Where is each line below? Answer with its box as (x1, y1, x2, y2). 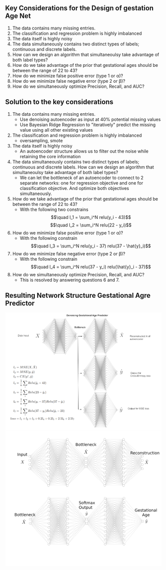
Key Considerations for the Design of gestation (5, 4, 154, 12)
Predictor (5, 299, 35, 308)
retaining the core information (19, 153, 81, 159)
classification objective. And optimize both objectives (19, 185, 129, 191)
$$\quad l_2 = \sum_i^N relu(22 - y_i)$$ (50, 222, 132, 228)
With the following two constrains (19, 206, 88, 212)
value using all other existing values (19, 127, 93, 133)
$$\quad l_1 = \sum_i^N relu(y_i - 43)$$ (50, 214, 131, 220)
